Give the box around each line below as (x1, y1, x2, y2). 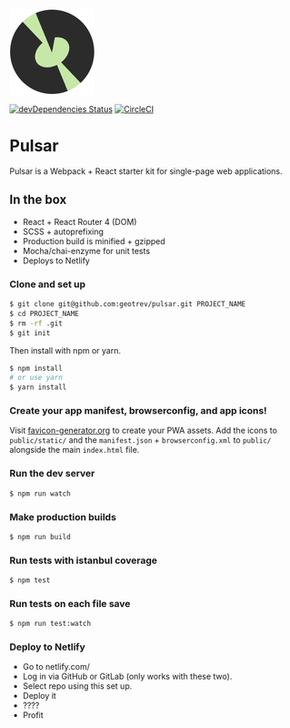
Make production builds (9, 510, 116, 523)
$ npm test (9, 576, 51, 585)
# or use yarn (9, 374, 64, 383)
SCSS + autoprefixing (22, 226, 105, 237)
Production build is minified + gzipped (22, 235, 165, 246)
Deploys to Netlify (22, 255, 91, 266)
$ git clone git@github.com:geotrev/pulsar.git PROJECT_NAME (9, 300, 246, 309)
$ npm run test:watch (9, 620, 92, 629)
